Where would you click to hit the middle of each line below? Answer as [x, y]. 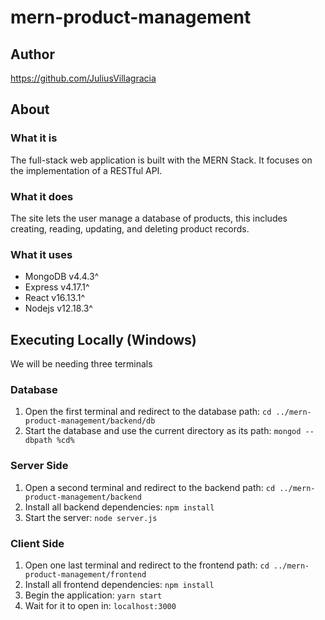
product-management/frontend [85, 574]
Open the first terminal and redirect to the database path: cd [148, 412]
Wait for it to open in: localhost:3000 [100, 605]
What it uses [41, 254]
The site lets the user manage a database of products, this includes [149, 218]
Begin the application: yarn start [93, 595]
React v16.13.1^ [55, 298]
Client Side [37, 543]
